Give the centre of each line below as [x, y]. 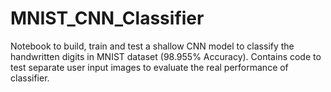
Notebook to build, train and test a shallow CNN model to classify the [152, 46]
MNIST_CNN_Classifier [107, 18]
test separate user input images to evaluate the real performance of [149, 67]
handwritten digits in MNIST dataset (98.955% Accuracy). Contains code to [166, 56]
